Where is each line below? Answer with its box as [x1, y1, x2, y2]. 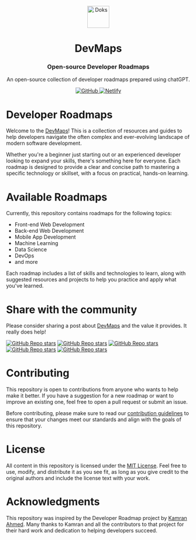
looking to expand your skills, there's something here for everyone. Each [6, 157, 181, 164]
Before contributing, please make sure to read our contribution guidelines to [6, 410, 189, 417]
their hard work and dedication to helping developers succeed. [6, 527, 158, 534]
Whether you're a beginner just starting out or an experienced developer [6, 151, 181, 158]
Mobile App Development [14, 233, 76, 240]
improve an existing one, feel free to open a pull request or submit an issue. [6, 399, 188, 406]
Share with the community [6, 303, 137, 316]
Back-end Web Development [14, 227, 84, 235]
